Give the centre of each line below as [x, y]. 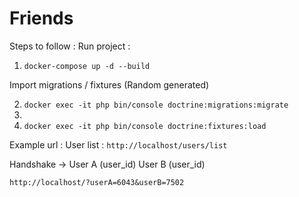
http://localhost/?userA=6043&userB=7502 [97, 182]
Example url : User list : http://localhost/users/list [118, 144]
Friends [41, 18]
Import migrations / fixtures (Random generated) [109, 84]
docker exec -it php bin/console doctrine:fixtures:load [145, 126]
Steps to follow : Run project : [70, 46]
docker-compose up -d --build [87, 66]
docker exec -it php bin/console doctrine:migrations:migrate [156, 105]
